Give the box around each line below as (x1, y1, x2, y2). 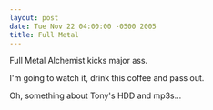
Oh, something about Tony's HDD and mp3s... (9, 90, 182, 101)
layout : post (9, 13, 59, 23)
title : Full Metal (9, 30, 79, 39)
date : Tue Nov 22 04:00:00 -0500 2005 (9, 22, 157, 31)
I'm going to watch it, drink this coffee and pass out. (9, 73, 205, 84)
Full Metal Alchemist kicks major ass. (9, 55, 148, 66)
